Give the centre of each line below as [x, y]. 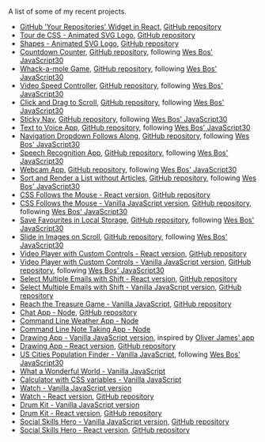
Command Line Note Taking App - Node [85, 329]
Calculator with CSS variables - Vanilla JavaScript [100, 380]
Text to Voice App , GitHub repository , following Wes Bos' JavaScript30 [135, 127]
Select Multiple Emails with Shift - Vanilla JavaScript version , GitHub [131, 287]
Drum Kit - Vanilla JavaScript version [79, 405]
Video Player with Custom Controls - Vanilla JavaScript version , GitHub [135, 262]
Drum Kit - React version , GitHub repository [91, 413]
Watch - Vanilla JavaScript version [76, 388]
